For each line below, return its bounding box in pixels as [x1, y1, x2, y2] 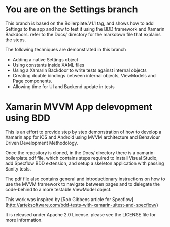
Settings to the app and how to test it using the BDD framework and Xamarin [5, 25, 165, 32]
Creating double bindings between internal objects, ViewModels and [12, 72, 156, 78]
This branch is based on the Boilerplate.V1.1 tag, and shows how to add [5, 20, 154, 26]
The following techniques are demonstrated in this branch [5, 46, 126, 52]
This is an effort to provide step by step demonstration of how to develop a [5, 129, 162, 135]
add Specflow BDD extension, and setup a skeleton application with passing [5, 160, 164, 166]
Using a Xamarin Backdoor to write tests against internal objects [12, 67, 147, 73]
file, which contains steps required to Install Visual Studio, [37, 155, 158, 161]
